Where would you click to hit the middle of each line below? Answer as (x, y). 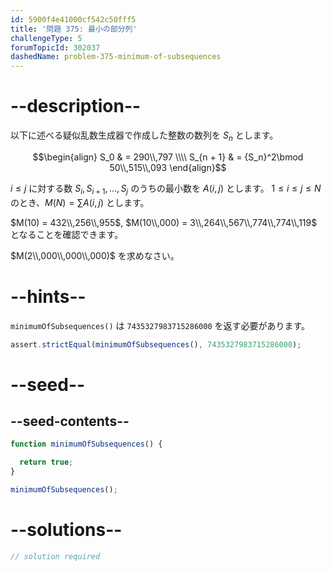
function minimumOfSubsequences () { (86, 444)
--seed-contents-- (70, 421)
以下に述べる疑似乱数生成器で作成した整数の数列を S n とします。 (144, 136)
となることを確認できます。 (67, 234)
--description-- (76, 106)
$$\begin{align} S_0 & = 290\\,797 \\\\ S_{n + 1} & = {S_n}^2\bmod (168, 157)
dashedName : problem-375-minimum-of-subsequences (116, 57)
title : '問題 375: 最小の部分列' (74, 29)
